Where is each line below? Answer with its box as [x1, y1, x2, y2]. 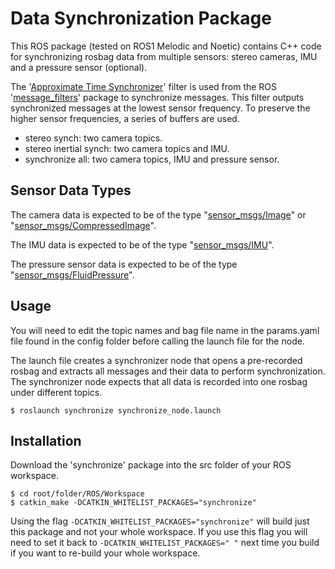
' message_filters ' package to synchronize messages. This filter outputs [10, 91, 305, 103]
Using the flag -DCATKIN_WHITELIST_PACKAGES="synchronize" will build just [10, 515, 310, 527]
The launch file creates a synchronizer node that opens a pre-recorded [10, 354, 303, 366]
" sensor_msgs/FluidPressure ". [10, 268, 135, 281]
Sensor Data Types [10, 182, 132, 199]
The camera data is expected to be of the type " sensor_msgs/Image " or [10, 208, 307, 221]
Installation [10, 432, 82, 449]
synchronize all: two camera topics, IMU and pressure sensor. [24, 153, 280, 165]
